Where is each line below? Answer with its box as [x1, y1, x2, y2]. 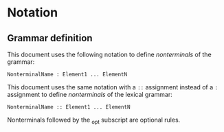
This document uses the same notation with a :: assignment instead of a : [7, 83, 219, 91]
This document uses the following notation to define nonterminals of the [7, 50, 212, 58]
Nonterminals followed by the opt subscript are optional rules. [7, 115, 181, 125]
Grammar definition [7, 32, 93, 44]
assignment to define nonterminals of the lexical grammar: [7, 91, 173, 98]
